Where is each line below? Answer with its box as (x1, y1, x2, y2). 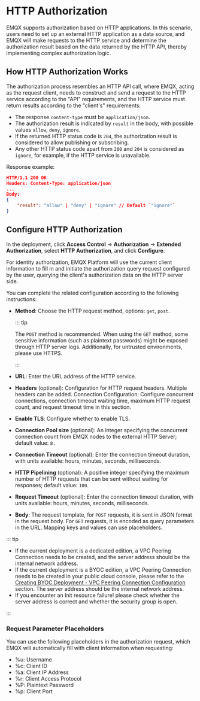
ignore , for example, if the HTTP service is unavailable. (14, 151, 151, 159)
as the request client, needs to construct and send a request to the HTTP (6, 89, 187, 96)
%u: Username (14, 656, 52, 663)
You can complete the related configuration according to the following (6, 289, 179, 296)
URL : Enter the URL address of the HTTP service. (14, 372, 137, 380)
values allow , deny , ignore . (14, 126, 81, 133)
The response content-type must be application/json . (14, 113, 151, 120)
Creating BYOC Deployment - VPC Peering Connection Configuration (14, 579, 186, 586)
